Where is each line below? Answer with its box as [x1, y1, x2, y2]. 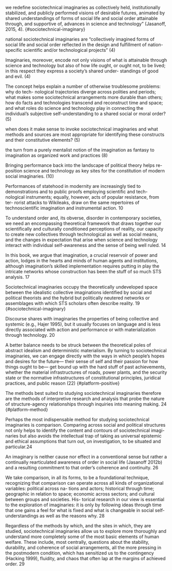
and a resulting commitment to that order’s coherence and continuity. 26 [5, 465, 159, 470]
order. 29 [5, 561, 25, 567]
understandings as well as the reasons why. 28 [5, 513, 105, 519]
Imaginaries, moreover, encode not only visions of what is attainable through [5, 57, 167, 63]
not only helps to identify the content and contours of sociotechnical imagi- [5, 427, 165, 433]
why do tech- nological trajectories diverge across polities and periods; [5, 89, 157, 94]
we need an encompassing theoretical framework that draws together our [5, 220, 162, 226]
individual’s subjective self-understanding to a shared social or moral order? [5, 110, 166, 117]
